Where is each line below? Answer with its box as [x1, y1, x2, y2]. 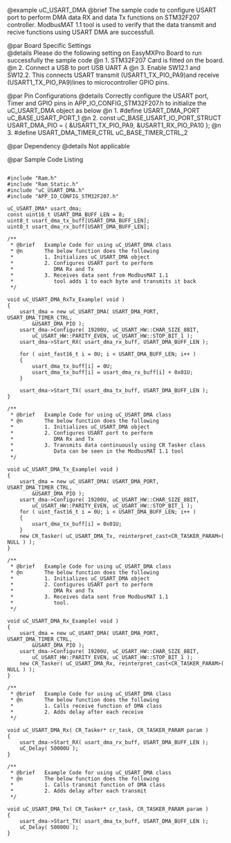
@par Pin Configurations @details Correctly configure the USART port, [7, 92, 209, 100]
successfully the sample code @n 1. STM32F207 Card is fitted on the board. [7, 56, 225, 64]
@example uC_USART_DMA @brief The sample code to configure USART [7, 6, 216, 14]
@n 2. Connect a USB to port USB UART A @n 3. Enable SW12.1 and [7, 64, 201, 71]
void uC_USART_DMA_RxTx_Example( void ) [7, 296, 126, 303]
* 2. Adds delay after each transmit [10, 788, 147, 794]
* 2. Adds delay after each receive [10, 709, 144, 715]
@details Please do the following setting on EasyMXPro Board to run [7, 49, 202, 57]
